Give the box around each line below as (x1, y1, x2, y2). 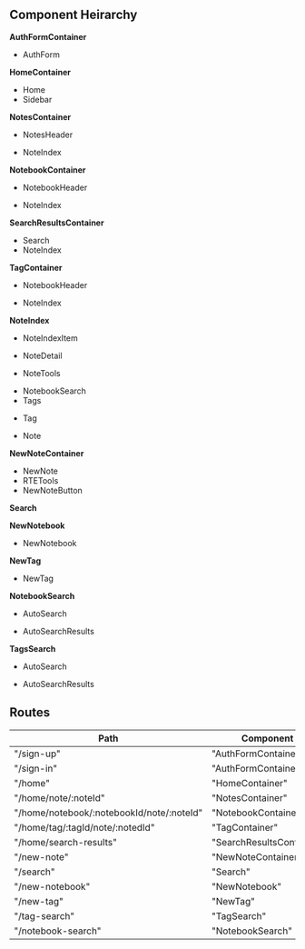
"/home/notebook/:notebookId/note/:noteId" (14, 806, 203, 819)
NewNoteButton (22, 484, 84, 495)
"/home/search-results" (14, 835, 118, 848)
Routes (9, 704, 51, 721)
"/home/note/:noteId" (14, 791, 105, 804)
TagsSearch (9, 643, 56, 654)
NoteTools (22, 367, 61, 378)
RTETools (22, 474, 59, 485)
